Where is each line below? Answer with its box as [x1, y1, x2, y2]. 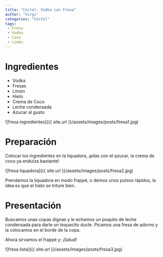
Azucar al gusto [12, 109, 45, 115]
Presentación [5, 200, 61, 211]
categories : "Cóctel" [5, 16, 50, 21]
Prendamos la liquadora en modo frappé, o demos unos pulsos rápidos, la [5, 177, 156, 183]
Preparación [5, 136, 57, 147]
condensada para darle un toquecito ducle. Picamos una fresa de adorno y [5, 222, 158, 228]
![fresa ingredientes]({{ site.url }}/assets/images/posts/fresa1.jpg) [5, 119, 139, 125]
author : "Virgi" [5, 12, 39, 17]
